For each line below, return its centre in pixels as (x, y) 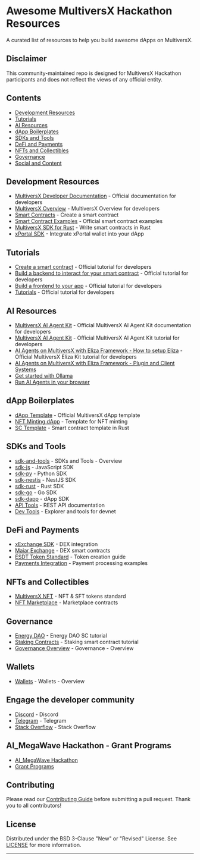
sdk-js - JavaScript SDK (44, 467)
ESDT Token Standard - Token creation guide (70, 557)
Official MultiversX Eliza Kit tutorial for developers (76, 357)
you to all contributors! (34, 806)
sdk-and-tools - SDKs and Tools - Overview (68, 461)
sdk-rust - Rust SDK (39, 486)
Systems (26, 369)
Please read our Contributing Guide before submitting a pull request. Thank (99, 799)
